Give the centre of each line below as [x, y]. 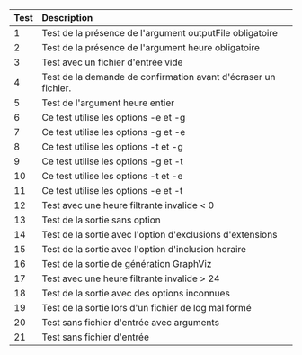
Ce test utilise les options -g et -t [113, 161]
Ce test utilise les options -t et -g [113, 146]
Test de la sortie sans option [101, 220]
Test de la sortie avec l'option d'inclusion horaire [144, 249]
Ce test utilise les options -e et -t [112, 191]
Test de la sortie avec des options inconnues [136, 293]
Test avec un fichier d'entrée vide [112, 62]
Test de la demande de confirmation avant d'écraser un [159, 77]
